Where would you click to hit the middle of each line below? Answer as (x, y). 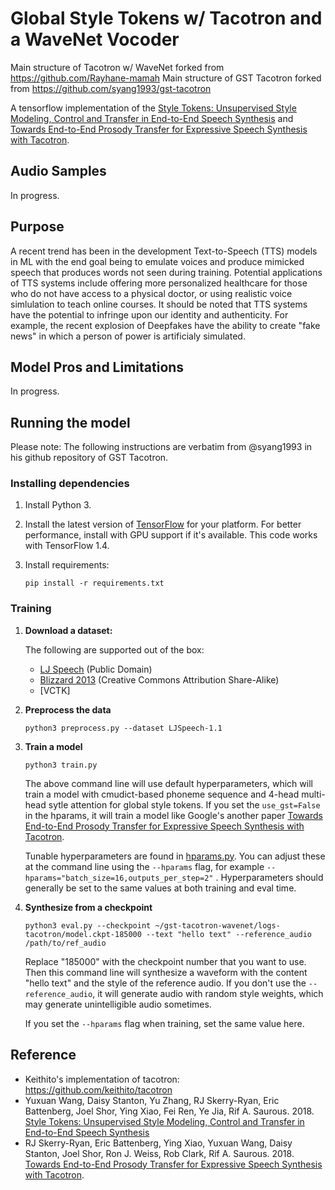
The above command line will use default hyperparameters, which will (168, 783)
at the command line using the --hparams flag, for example (144, 866)
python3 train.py (61, 765)
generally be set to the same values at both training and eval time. (160, 888)
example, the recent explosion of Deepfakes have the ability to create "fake (165, 325)
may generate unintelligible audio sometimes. (118, 1004)
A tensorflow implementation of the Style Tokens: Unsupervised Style (153, 108)
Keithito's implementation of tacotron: (102, 1079)
